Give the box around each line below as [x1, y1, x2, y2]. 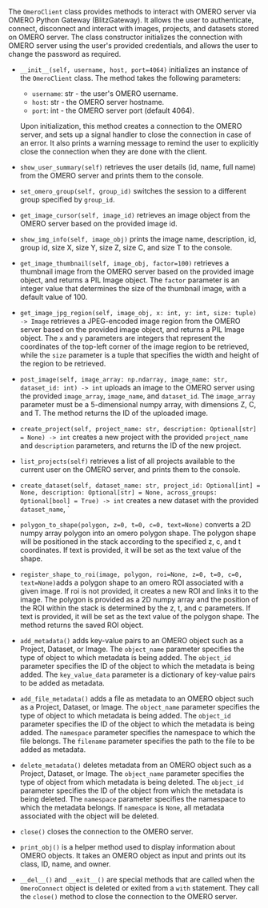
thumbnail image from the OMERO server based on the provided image [19, 267, 254, 276]
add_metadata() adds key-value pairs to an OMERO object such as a [19, 636, 244, 645]
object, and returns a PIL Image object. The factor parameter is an [19, 275, 240, 285]
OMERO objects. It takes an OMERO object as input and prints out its [19, 851, 246, 860]
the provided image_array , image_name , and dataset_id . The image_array [19, 391, 256, 401]
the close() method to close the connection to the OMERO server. [19, 892, 238, 901]
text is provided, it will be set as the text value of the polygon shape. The [19, 612, 260, 621]
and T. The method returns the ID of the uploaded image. [19, 408, 209, 418]
